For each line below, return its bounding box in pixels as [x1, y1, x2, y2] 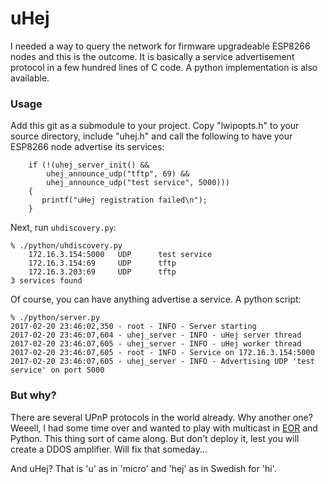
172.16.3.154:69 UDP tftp [28, 258, 177, 269]
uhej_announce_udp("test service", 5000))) [46, 178, 230, 188]
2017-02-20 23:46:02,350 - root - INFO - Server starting [10, 322, 257, 332]
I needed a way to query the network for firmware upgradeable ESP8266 [10, 40, 311, 52]
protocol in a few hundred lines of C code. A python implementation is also [10, 61, 318, 73]
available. [10, 72, 50, 84]
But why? [10, 388, 57, 402]
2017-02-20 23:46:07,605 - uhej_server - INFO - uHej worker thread [10, 339, 302, 349]
